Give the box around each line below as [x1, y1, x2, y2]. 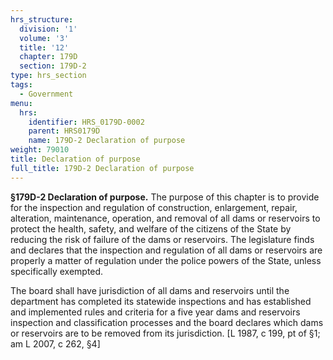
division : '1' [19, 24, 78, 34]
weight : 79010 [10, 145, 70, 155]
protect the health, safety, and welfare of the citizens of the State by [10, 222, 292, 235]
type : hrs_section [10, 71, 87, 81]
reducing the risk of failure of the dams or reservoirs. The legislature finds [10, 233, 315, 245]
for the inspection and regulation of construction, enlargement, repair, [10, 201, 298, 213]
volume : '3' [19, 33, 70, 43]
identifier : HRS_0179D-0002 [28, 117, 145, 127]
